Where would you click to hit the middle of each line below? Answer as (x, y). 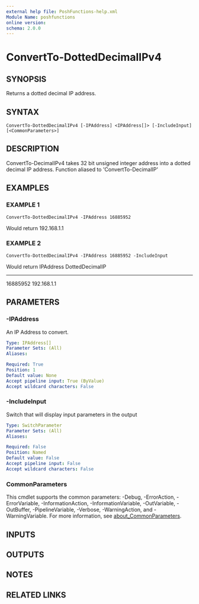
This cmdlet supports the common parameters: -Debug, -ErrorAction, (91, 497)
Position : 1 (21, 370)
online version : (26, 22)
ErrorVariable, (23, 503)
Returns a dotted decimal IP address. (51, 93)
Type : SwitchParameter (34, 425)
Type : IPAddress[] (29, 343)
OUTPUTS (25, 555)
